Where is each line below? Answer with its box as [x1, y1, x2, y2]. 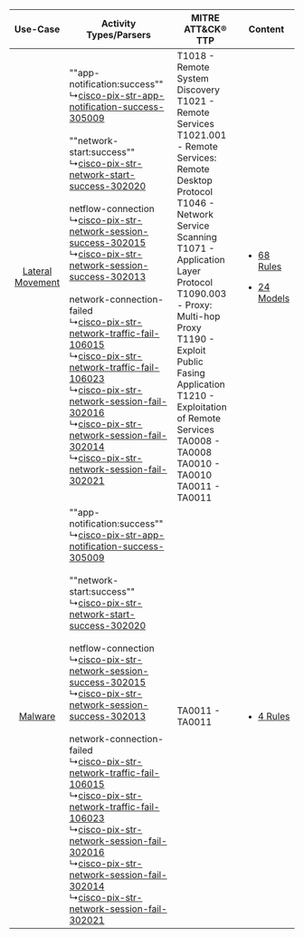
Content [248, 23, 285, 35]
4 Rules [257, 711, 290, 722]
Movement [14, 276, 61, 288]
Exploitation [176, 401, 228, 413]
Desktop [176, 174, 213, 187]
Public [176, 355, 204, 368]
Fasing [176, 367, 205, 379]
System [176, 73, 210, 84]
